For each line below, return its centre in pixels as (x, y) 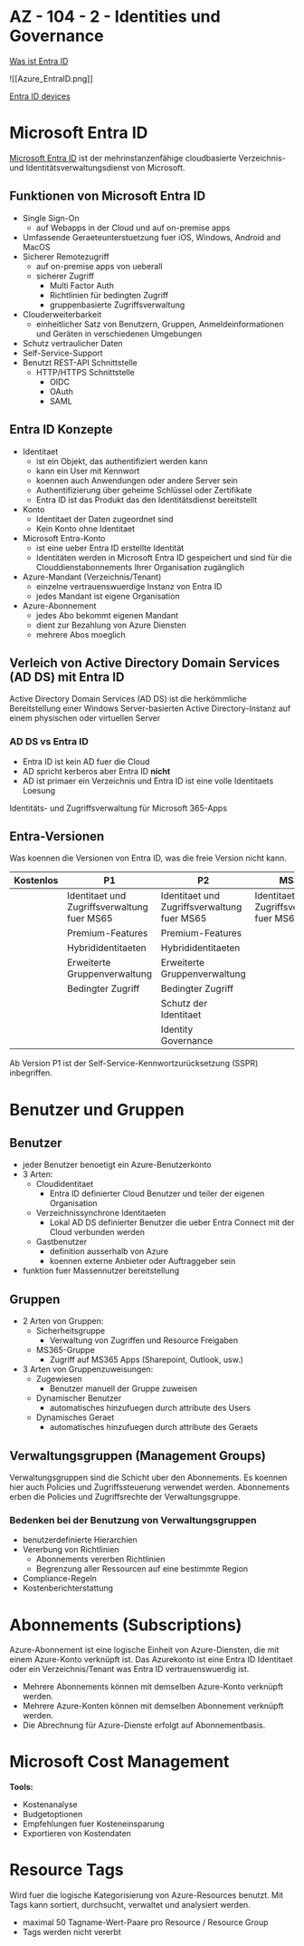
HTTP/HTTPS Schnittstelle (85, 372)
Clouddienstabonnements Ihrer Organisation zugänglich (140, 567)
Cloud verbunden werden (97, 1232)
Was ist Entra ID (39, 61)
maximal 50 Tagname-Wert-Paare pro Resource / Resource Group (145, 1922)
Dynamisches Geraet (75, 1417)
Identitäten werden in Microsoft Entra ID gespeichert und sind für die (164, 557)
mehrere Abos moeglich (81, 634)
